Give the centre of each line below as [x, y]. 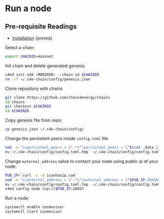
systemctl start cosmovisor [34, 212]
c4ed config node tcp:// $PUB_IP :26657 [44, 189]
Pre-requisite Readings [41, 27]
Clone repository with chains [34, 89]
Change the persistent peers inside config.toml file [57, 138]
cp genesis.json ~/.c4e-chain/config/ [44, 129]
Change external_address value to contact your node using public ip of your [82, 161]
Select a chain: [20, 47]
